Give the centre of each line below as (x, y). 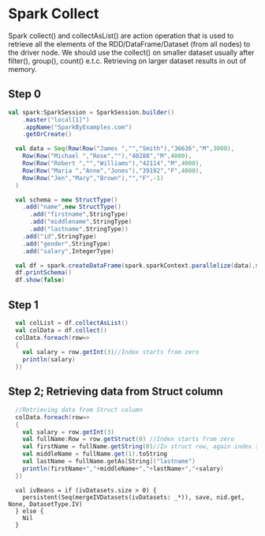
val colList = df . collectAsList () (72, 323)
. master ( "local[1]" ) (56, 119)
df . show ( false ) (40, 280)
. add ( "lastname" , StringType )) (78, 229)
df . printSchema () (44, 273)
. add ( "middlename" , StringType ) (80, 222)
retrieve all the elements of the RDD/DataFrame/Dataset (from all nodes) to (129, 43)
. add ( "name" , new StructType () (72, 207)
